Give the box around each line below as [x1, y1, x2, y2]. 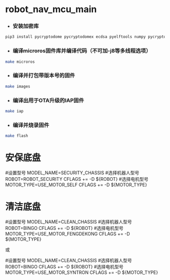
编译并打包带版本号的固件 [12, 72, 75, 79]
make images [5, 84, 30, 89]
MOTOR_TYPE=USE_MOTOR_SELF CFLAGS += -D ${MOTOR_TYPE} [5, 181, 147, 188]
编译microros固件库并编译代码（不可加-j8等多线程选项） [12, 47, 151, 54]
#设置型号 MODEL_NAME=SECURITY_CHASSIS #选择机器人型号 [5, 170, 140, 176]
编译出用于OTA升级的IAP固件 [12, 97, 84, 104]
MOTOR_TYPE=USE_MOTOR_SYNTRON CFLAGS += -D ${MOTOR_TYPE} [5, 269, 158, 275]
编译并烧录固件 [12, 122, 50, 129]
